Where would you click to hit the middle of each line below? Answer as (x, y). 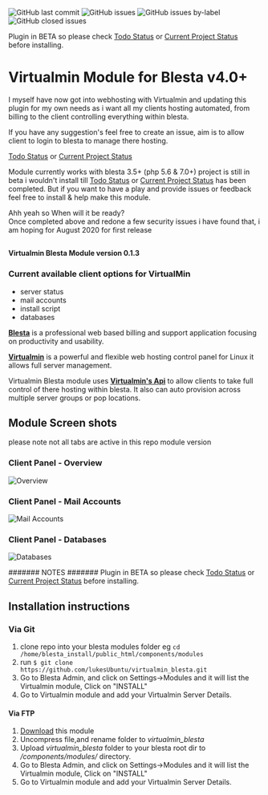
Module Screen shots (63, 423)
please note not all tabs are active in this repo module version (110, 442)
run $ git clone (47, 663)
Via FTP (22, 713)
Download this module (57, 731)
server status (42, 291)
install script (40, 308)
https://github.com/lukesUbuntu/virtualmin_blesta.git (114, 670)
